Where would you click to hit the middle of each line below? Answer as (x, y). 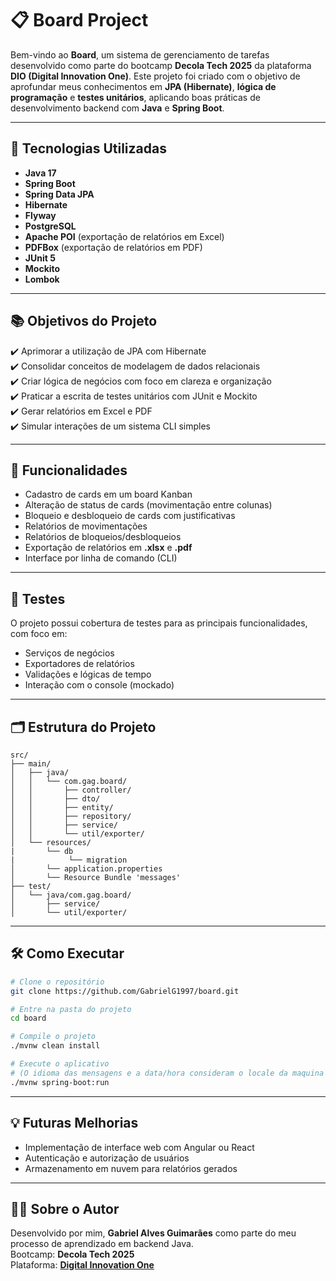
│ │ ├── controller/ (71, 790)
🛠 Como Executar (67, 953)
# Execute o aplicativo (60, 1064)
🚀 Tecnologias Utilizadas (88, 148)
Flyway (40, 215)
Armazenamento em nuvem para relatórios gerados (131, 1168)
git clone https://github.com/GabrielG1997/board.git (125, 991)
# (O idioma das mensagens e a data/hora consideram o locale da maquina (167, 1073)
